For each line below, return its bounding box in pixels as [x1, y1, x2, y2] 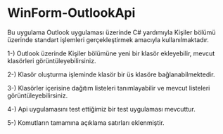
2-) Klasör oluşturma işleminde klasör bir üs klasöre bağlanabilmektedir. [7, 70, 216, 79]
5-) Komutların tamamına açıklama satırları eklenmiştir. [7, 118, 165, 127]
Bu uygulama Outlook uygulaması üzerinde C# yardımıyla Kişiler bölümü [7, 28, 216, 36]
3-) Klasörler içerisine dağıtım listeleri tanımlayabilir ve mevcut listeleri [7, 83, 210, 92]
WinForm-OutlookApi [7, 5, 136, 21]
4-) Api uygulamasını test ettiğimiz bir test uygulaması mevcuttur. [7, 105, 196, 113]
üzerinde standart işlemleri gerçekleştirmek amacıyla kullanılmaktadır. [7, 35, 210, 43]
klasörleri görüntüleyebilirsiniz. [7, 56, 96, 65]
